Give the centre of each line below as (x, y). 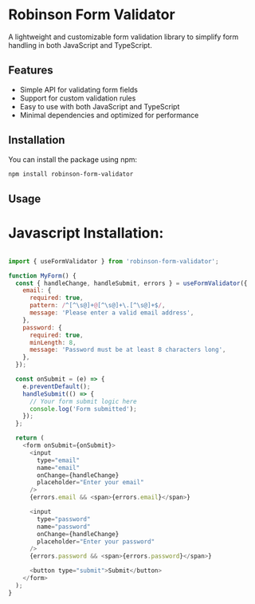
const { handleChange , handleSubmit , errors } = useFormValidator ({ (131, 283)
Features (31, 71)
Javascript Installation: (86, 233)
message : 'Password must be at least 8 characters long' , (127, 350)
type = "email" (59, 460)
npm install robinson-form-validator (71, 174)
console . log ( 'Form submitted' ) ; (83, 409)
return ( (30, 438)
